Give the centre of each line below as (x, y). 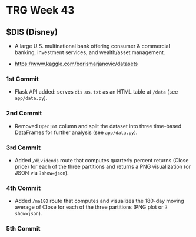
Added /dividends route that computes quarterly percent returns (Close (102, 160)
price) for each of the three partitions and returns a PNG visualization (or (103, 166)
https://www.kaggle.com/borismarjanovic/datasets (76, 64)
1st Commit (23, 79)
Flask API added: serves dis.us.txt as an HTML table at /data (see (96, 92)
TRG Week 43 (40, 10)
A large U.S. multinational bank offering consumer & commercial (92, 46)
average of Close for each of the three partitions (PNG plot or (89, 207)
